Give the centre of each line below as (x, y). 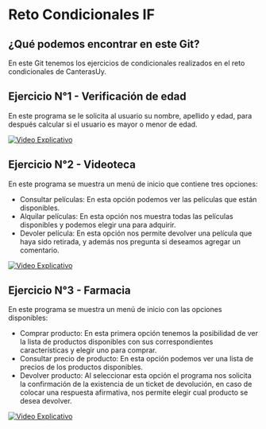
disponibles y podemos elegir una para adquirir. (98, 224)
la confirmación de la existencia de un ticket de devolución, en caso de (136, 384)
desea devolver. (46, 401)
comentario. (39, 250)
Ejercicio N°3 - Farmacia (69, 291)
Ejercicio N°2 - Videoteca (72, 165)
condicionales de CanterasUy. (58, 72)
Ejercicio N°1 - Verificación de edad (97, 97)
